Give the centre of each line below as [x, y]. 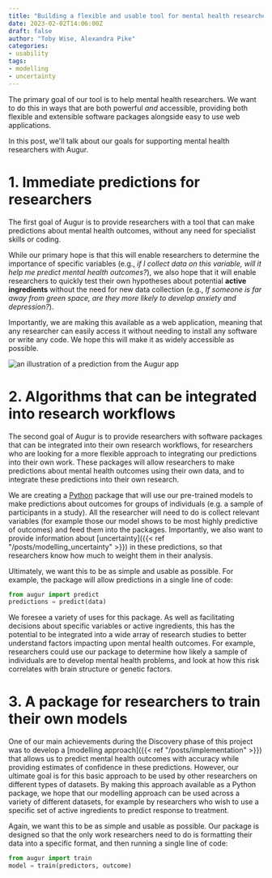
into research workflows [92, 413]
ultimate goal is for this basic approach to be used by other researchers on [133, 776]
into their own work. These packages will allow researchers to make [121, 462]
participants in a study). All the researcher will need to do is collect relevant [134, 512]
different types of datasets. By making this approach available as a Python [132, 785]
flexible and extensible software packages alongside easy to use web [124, 116]
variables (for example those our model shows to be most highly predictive [133, 520]
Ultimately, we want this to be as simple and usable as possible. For [121, 571]
